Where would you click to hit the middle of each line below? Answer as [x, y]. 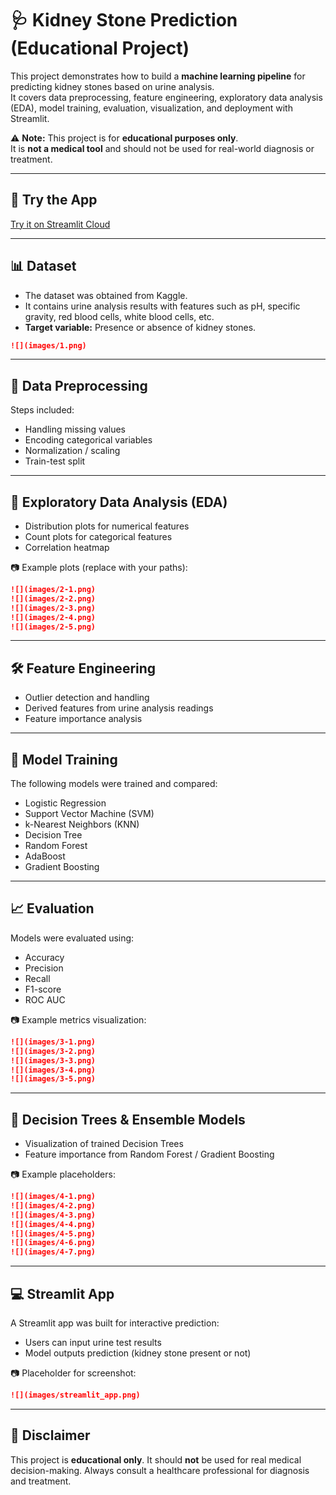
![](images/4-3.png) [53, 1215]
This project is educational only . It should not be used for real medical [156, 1459]
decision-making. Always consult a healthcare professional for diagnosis [160, 1470]
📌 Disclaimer [50, 1435]
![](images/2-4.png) [53, 617]
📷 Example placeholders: [63, 1174]
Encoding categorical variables [88, 440]
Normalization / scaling [72, 451]
